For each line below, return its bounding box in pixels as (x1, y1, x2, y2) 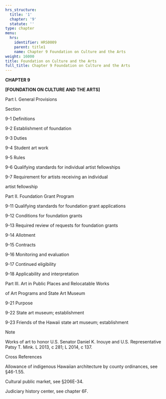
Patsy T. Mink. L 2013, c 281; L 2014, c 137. (5, 344, 93, 350)
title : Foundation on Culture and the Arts (5, 59, 97, 64)
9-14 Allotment (5, 232, 36, 238)
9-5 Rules (5, 155, 25, 161)
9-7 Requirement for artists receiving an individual (5, 174, 108, 180)
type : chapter (5, 26, 35, 31)
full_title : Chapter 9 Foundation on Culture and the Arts (5, 63, 131, 68)
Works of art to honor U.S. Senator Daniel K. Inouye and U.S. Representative (5, 339, 162, 345)
